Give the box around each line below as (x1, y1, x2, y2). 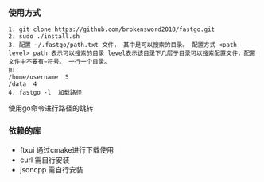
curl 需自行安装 (19, 155, 70, 165)
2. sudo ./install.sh (8, 33, 80, 41)
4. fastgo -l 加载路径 (8, 89, 82, 97)
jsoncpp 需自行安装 (19, 165, 83, 174)
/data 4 (8, 80, 37, 88)
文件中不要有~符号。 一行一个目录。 (8, 58, 111, 66)
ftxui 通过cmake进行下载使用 (19, 145, 114, 154)
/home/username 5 (8, 73, 69, 81)
